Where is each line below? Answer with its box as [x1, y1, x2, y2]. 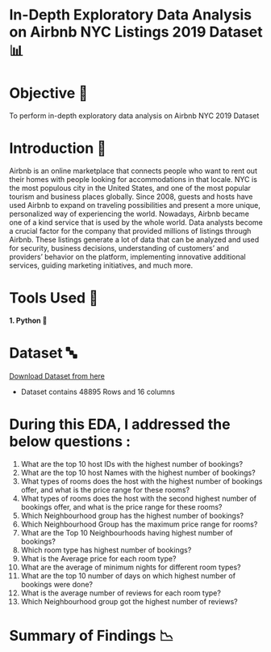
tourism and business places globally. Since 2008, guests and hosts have [9, 192, 253, 201]
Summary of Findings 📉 [9, 627, 174, 645]
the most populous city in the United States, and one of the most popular [9, 184, 251, 193]
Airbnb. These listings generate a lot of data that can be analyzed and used [9, 235, 260, 244]
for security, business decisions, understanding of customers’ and [9, 243, 229, 253]
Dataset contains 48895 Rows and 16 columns [20, 387, 176, 396]
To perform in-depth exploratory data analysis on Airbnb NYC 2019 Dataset [9, 111, 260, 121]
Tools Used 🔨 [9, 289, 99, 307]
